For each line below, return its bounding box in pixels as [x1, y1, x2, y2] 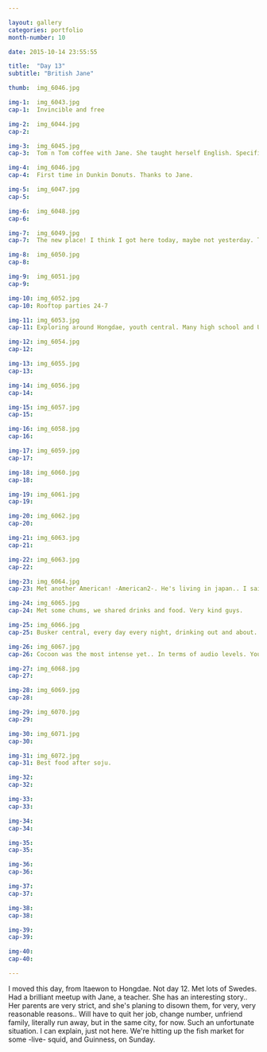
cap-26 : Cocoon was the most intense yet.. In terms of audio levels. [8, 650, 247, 658]
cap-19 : [8, 498, 34, 506]
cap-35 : [8, 846, 34, 855]
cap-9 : [8, 280, 30, 287]
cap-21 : [8, 541, 34, 549]
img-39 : [8, 925, 34, 934]
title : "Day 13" [8, 62, 66, 70]
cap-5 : [8, 193, 30, 201]
